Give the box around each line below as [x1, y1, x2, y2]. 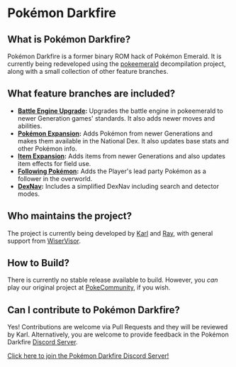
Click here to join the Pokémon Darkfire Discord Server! [7, 351, 169, 360]
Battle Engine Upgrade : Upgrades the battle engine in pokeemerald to [17, 106, 223, 115]
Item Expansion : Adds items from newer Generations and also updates [17, 151, 225, 160]
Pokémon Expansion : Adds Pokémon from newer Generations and [17, 129, 213, 138]
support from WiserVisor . [7, 236, 82, 245]
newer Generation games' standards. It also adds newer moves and [17, 114, 215, 122]
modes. [17, 190, 40, 198]
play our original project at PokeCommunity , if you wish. [7, 283, 171, 292]
